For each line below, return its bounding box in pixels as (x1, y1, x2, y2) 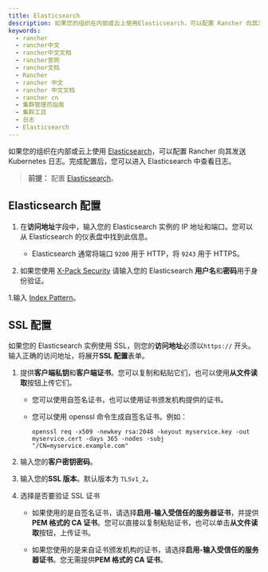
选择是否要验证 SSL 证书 (19, 491, 100, 501)
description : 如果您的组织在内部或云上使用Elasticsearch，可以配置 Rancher (8, 19, 243, 27)
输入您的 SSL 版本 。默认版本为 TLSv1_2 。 (19, 474, 153, 484)
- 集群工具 (15, 109, 47, 117)
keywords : (8, 26, 41, 34)
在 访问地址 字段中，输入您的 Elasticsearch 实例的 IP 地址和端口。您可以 (19, 222, 254, 231)
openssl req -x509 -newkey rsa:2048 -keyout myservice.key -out (31, 428, 250, 436)
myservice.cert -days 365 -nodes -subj (31, 435, 165, 443)
